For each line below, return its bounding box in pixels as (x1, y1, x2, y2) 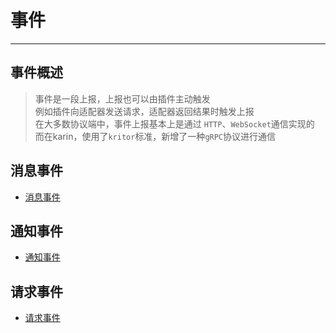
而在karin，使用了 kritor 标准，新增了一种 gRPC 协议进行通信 (34, 130, 277, 142)
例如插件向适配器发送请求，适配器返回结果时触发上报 (34, 105, 255, 117)
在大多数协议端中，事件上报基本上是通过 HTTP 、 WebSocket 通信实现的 (34, 117, 315, 130)
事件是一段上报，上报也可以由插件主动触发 (34, 92, 211, 105)
